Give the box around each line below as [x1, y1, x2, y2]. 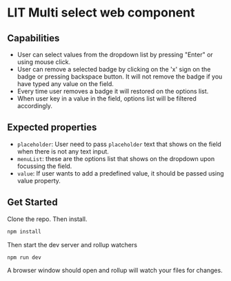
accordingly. [17, 102, 53, 110]
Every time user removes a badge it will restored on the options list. [17, 87, 209, 95]
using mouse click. [17, 58, 71, 66]
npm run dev [7, 253, 41, 261]
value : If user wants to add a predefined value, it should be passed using [17, 169, 224, 177]
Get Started [7, 196, 58, 208]
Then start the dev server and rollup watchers [7, 240, 138, 249]
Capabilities [7, 32, 60, 44]
